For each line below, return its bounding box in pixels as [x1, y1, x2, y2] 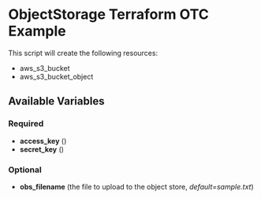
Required [8, 118, 44, 129]
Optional [8, 164, 42, 175]
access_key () [19, 136, 67, 146]
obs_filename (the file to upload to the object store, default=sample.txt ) [19, 182, 254, 191]
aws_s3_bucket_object [19, 72, 94, 81]
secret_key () [19, 144, 65, 154]
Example [8, 22, 66, 40]
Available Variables [8, 94, 105, 108]
